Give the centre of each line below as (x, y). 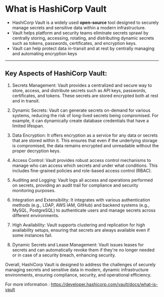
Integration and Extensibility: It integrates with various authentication (81, 200)
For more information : (28, 284)
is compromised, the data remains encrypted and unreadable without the (85, 145)
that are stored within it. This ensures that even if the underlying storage (85, 140)
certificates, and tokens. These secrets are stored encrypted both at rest (85, 96)
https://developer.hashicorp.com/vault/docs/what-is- (104, 284)
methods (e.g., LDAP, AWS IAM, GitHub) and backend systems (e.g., (81, 205)
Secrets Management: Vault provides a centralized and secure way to (82, 85)
